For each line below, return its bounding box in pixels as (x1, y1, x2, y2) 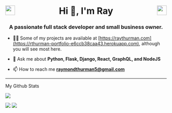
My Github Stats (5, 83, 39, 89)
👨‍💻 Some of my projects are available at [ (12, 35, 100, 41)
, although (139, 41, 160, 47)
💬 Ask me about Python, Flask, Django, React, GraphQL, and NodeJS (12, 56, 161, 62)
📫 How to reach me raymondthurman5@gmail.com (12, 66, 125, 72)
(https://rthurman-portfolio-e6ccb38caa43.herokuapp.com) (12, 41, 139, 47)
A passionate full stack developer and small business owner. (9, 24, 163, 31)
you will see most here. (12, 46, 62, 52)
